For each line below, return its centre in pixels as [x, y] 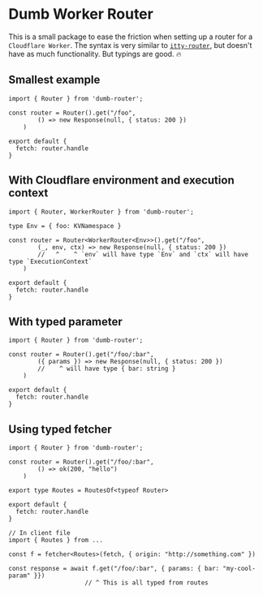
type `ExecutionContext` [50, 261]
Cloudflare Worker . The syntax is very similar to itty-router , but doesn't [130, 45]
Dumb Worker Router [81, 14]
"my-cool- [239, 569]
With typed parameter [66, 321]
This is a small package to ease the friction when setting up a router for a [131, 37]
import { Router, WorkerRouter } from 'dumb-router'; [101, 212]
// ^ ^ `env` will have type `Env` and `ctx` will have [143, 254]
